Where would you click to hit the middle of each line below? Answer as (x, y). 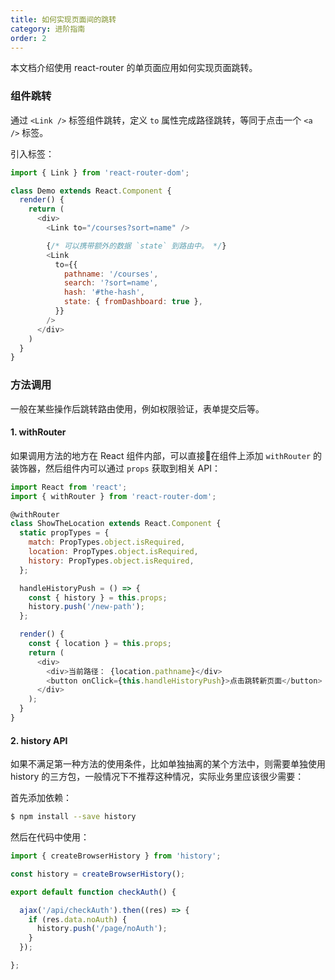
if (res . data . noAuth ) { (78, 919)
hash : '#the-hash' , (104, 292)
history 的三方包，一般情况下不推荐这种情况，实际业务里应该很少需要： (157, 777)
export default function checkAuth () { (93, 892)
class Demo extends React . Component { (91, 191)
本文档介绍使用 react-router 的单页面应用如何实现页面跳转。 (134, 68)
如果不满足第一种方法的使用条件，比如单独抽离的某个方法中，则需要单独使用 (168, 764)
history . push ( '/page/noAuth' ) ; (102, 929)
